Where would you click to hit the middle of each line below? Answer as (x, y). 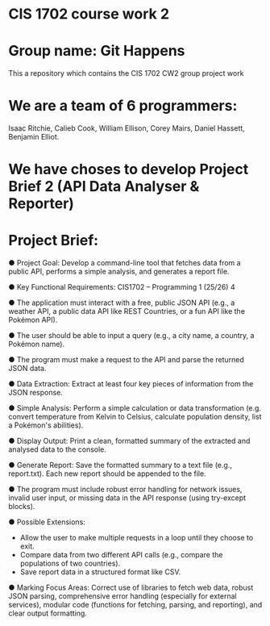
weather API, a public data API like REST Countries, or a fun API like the (127, 311)
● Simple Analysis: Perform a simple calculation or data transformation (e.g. (135, 408)
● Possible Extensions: (47, 522)
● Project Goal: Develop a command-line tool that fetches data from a (125, 263)
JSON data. (27, 369)
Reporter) (42, 204)
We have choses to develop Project (129, 169)
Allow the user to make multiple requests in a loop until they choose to (137, 538)
